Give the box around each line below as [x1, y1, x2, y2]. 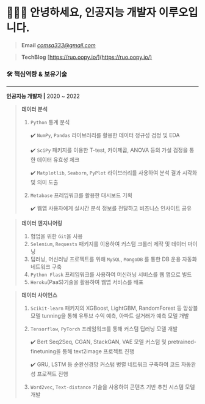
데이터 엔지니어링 [21, 220, 63, 227]
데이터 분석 [21, 105, 48, 113]
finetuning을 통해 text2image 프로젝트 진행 [30, 348, 135, 355]
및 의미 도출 [30, 179, 59, 186]
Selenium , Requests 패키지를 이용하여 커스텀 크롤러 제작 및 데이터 [30, 240, 187, 248]
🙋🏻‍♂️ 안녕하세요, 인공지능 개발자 [6, 6, 157, 20]
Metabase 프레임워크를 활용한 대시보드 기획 [30, 192, 132, 199]
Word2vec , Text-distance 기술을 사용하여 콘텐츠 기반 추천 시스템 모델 [30, 383, 195, 391]
